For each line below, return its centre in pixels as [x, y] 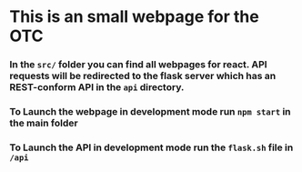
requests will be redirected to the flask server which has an [143, 76]
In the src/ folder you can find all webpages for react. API [138, 65]
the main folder [44, 123]
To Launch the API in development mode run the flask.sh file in [151, 147]
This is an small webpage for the [134, 17]
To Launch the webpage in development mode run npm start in [150, 112]
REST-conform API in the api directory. [97, 87]
